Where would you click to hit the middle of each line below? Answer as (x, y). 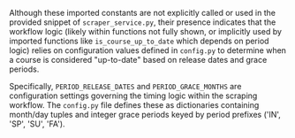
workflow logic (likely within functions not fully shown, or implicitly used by (146, 31)
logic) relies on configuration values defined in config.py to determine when (148, 50)
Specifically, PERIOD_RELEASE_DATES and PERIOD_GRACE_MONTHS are (125, 86)
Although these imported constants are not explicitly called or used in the (143, 13)
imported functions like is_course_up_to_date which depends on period (139, 41)
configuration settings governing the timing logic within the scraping (133, 96)
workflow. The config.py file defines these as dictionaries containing (134, 105)
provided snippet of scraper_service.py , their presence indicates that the (143, 22)
